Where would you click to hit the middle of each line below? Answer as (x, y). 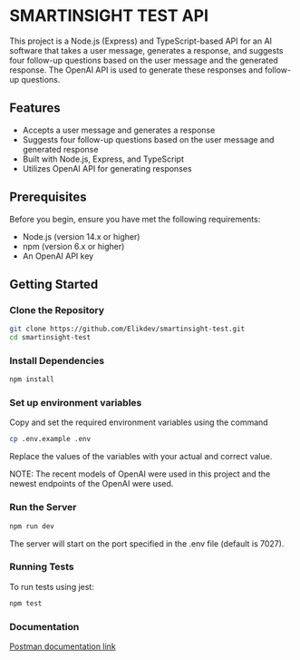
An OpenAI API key (58, 256)
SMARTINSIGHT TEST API (109, 16)
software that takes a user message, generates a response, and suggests (146, 50)
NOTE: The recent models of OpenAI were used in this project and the (140, 474)
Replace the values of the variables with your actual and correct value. (141, 457)
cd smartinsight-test (50, 338)
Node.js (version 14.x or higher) (81, 236)
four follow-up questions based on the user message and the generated (144, 60)
